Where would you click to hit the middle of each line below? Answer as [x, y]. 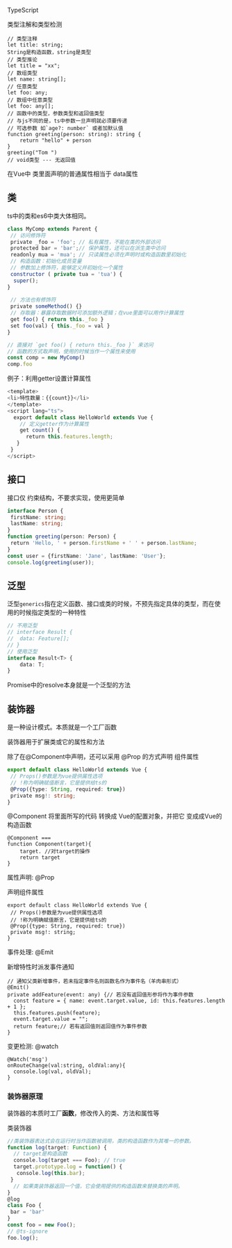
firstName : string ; [39, 517]
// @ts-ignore [28, 1231]
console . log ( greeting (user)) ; [51, 562]
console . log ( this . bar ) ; [51, 1174]
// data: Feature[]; [39, 639]
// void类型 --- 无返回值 [42, 160]
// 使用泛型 [23, 651]
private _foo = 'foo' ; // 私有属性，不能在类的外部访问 [85, 242]
